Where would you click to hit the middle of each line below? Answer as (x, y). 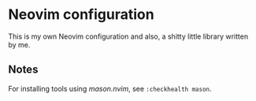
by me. (19, 44)
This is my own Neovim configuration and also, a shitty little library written (128, 36)
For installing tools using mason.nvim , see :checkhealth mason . (110, 88)
